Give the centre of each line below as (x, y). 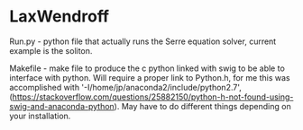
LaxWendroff (60, 17)
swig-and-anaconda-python (62, 106)
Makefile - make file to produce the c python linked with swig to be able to (147, 68)
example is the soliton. (51, 50)
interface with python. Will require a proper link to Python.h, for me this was (150, 77)
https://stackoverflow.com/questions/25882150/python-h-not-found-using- (153, 97)
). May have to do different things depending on (202, 106)
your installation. (40, 116)
